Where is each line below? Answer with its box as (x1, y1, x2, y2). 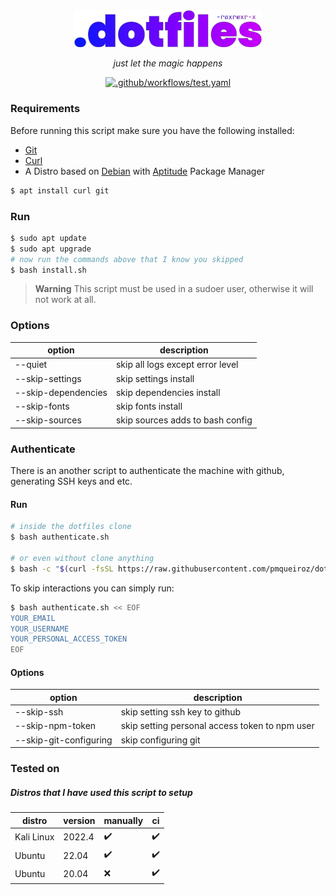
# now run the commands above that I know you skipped (10, 254, 244, 264)
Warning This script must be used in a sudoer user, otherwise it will (34, 283, 314, 295)
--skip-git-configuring (14, 734, 113, 746)
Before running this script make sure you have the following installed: (10, 124, 295, 136)
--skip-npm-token (14, 720, 97, 732)
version (63, 814, 96, 826)
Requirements (10, 102, 81, 116)
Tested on (10, 762, 60, 776)
